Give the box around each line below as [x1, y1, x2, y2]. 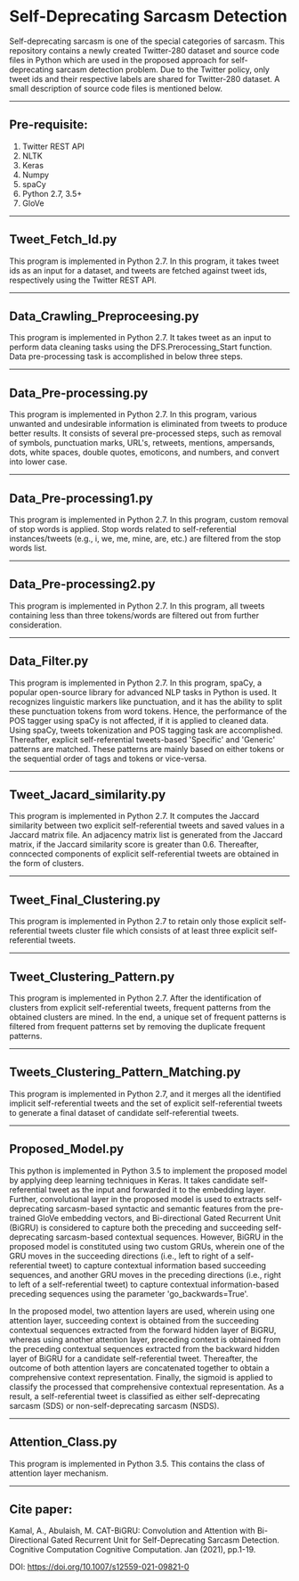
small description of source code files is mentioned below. [9, 83, 222, 94]
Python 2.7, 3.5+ [21, 188, 83, 199]
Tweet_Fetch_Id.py [9, 232, 117, 247]
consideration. [9, 619, 62, 630]
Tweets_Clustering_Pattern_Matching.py [9, 1065, 241, 1080]
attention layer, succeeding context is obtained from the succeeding [9, 1315, 260, 1325]
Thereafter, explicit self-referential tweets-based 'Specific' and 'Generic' [9, 733, 276, 745]
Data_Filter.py [9, 653, 89, 669]
